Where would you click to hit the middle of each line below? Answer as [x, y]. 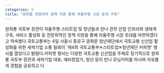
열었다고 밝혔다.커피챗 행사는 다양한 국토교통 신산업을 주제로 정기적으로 [82, 53]
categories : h [20, 10]
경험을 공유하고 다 [27, 65]
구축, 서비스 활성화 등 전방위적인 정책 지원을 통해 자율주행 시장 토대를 [71, 35]
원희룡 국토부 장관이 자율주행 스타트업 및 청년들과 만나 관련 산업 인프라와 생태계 [81, 29]
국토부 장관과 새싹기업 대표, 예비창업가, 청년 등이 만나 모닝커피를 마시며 [78, 59]
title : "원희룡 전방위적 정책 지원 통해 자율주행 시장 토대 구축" [62, 14]
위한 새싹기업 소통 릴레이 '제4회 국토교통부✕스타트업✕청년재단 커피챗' [85, 47]
